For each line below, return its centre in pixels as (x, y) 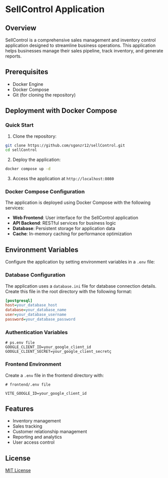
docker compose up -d (28, 169)
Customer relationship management (50, 432)
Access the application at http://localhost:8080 (63, 179)
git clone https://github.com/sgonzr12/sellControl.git (65, 145)
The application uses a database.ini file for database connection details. (81, 286)
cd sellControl (21, 150)
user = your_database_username (36, 315)
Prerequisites (27, 72)
